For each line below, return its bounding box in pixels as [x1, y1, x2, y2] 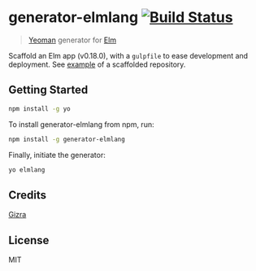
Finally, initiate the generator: [8, 150, 106, 160]
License [8, 233, 50, 247]
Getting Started [8, 83, 89, 97]
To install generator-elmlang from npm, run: [8, 119, 154, 129]
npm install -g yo [8, 104, 71, 113]
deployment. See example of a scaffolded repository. [8, 59, 186, 69]
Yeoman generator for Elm [28, 35, 116, 45]
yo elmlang [8, 165, 46, 174]
